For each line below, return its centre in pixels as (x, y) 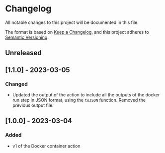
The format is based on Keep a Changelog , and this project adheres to (77, 32)
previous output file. (33, 105)
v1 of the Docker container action (46, 146)
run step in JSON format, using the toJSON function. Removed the (79, 100)
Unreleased (24, 53)
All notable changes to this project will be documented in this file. (72, 22)
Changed (17, 84)
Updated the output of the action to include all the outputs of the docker (86, 95)
